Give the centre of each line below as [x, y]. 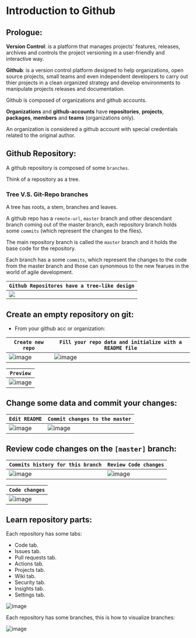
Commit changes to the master [90, 419]
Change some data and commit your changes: [92, 403]
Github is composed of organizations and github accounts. [76, 100]
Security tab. [30, 582]
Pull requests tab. [36, 558]
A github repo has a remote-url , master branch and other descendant [89, 218]
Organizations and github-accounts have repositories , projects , [85, 112]
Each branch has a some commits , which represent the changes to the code [97, 260]
